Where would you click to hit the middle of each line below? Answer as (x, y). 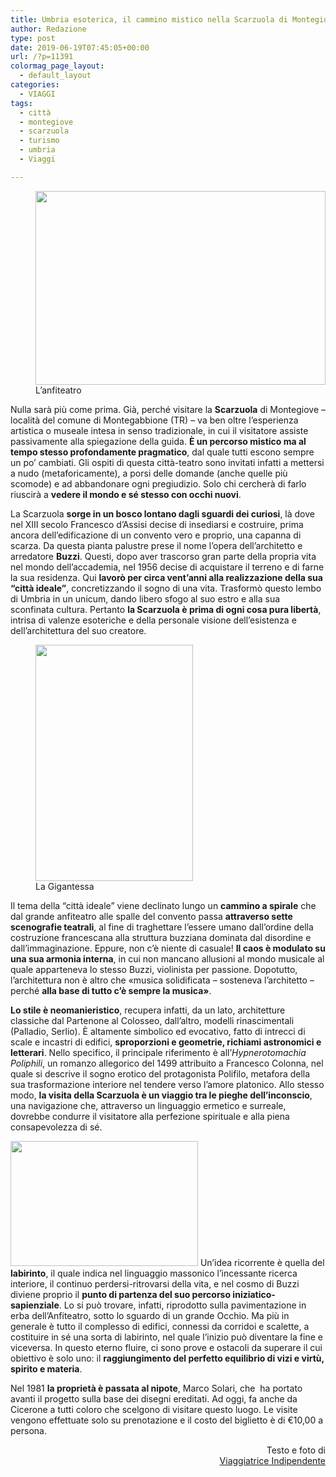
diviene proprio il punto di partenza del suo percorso (121, 1294)
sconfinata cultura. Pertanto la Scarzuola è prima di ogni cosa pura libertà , (166, 609)
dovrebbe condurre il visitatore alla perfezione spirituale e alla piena (150, 1116)
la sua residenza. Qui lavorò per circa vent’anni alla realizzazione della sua (166, 577)
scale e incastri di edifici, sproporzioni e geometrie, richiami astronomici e (166, 1042)
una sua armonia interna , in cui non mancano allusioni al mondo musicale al (167, 958)
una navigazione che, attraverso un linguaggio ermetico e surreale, (148, 1105)
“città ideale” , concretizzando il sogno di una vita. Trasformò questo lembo (166, 588)
